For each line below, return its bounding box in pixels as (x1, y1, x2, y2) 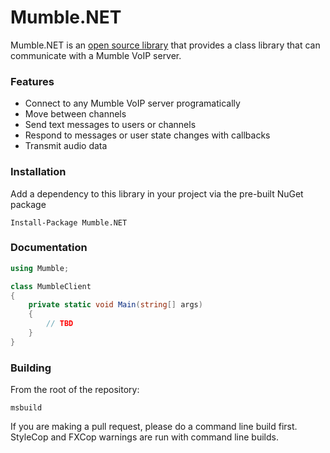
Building (10, 361, 52, 375)
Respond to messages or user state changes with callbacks (24, 129, 271, 141)
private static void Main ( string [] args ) (28, 300, 203, 310)
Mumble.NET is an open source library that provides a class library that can (10, 39, 321, 51)
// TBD (46, 319, 74, 329)
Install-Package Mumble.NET (10, 217, 128, 228)
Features (10, 74, 55, 88)
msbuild (10, 403, 43, 413)
